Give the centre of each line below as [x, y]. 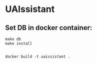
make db [13, 39]
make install [19, 43]
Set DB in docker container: [49, 28]
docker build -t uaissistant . [38, 56]
